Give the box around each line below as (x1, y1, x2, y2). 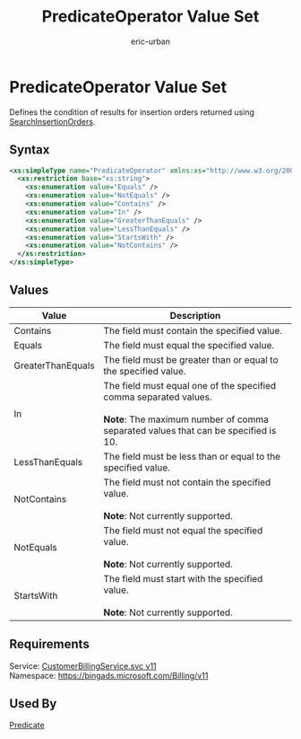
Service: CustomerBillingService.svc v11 (9, 660, 157, 671)
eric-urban (130, 36, 170, 47)
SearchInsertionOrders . (9, 116, 96, 127)
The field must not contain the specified (103, 476, 271, 488)
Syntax (9, 142, 50, 158)
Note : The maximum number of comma (103, 413, 269, 426)
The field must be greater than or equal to (103, 353, 279, 365)
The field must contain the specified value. (103, 324, 283, 337)
